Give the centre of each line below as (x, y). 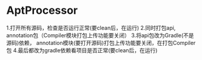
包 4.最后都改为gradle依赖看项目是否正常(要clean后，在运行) (82, 50)
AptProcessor (42, 10)
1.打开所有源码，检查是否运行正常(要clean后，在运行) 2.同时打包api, (91, 28)
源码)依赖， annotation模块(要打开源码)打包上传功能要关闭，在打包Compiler (101, 43)
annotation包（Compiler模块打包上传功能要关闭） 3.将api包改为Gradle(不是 (100, 35)
